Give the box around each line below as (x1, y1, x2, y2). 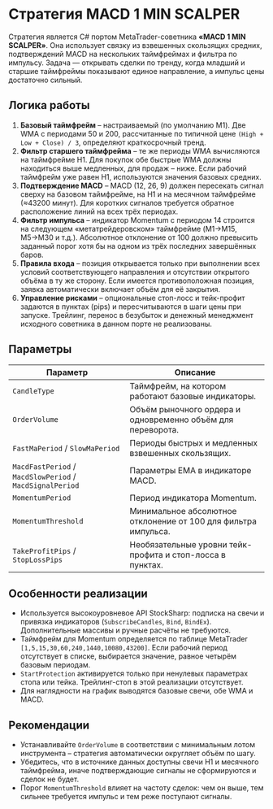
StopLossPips (12, 555, 63, 564)
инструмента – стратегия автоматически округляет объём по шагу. (19, 749, 256, 759)
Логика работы (8, 98, 90, 112)
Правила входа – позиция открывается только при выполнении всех (19, 258, 261, 268)
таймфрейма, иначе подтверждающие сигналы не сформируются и (19, 766, 257, 776)
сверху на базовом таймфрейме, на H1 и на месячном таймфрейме (19, 189, 256, 199)
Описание (174, 367, 216, 378)
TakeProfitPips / (12, 545, 76, 556)
